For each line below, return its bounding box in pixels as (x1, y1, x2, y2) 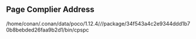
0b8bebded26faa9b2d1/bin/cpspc (6, 26, 89, 33)
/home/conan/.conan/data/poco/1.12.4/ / (6, 20, 102, 27)
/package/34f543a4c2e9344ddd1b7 (102, 20, 191, 27)
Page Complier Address (6, 5, 95, 15)
